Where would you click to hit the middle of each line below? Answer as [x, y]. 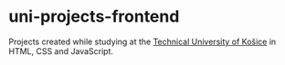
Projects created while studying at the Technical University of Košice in [142, 42]
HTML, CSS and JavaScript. [61, 51]
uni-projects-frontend [94, 17]
